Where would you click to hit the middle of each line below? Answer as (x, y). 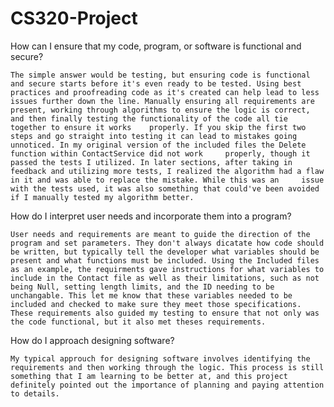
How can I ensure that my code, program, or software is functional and (156, 46)
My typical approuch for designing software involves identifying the (160, 358)
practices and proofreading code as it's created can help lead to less (165, 92)
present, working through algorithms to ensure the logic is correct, (160, 110)
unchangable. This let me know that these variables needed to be (151, 295)
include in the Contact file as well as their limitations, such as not (165, 278)
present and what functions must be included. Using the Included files (165, 260)
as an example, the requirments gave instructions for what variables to (167, 269)
